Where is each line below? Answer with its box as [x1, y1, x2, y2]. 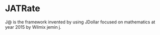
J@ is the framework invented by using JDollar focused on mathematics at [5, 19, 156, 25]
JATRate [5, 3, 41, 14]
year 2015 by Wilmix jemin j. [5, 24, 62, 30]
